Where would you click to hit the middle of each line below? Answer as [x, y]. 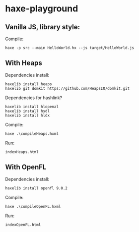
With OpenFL [26, 167]
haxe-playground [42, 9]
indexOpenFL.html [23, 225]
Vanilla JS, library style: [43, 27]
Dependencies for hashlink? [34, 98]
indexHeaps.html [22, 152]
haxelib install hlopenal [32, 107]
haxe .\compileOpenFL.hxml [33, 206]
